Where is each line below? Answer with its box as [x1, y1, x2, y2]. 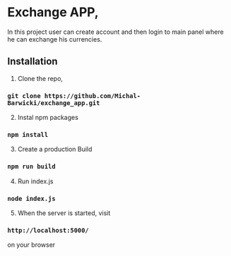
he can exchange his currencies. [7, 35, 102, 43]
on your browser [7, 240, 56, 249]
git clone [7, 92, 41, 99]
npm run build [7, 163, 56, 171]
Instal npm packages [17, 114, 79, 122]
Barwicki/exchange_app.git [7, 99, 100, 106]
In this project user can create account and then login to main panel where [7, 28, 224, 36]
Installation [7, 56, 58, 68]
